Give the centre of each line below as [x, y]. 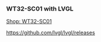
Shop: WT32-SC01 [29, 22]
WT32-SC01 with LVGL [40, 9]
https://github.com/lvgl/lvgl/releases [50, 33]
